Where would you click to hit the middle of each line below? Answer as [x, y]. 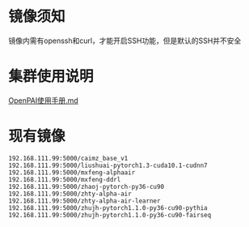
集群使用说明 [51, 77]
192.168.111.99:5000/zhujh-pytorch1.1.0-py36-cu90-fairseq [110, 215]
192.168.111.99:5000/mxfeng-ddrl [65, 179]
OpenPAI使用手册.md [43, 100]
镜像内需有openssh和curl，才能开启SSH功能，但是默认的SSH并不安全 [125, 41]
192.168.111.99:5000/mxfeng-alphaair [72, 172]
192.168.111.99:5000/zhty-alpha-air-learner [84, 201]
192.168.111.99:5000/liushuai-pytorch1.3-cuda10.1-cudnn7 [108, 165]
